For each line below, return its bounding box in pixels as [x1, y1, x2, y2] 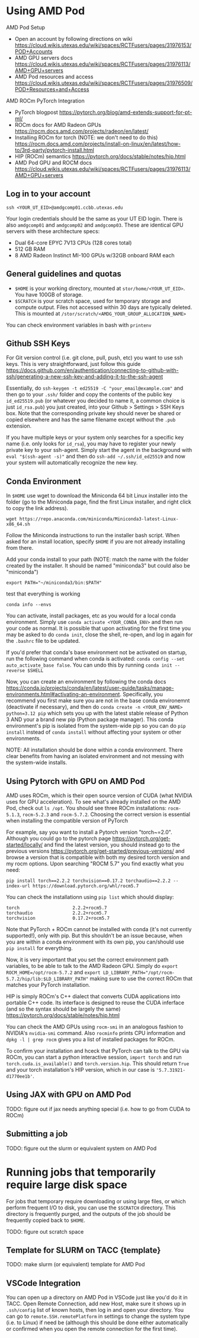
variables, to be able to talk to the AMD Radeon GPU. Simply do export [6, 963, 178, 969]
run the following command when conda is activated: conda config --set [6, 655, 185, 662]
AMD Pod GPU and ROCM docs [14, 159, 92, 166]
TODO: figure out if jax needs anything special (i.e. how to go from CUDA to [6, 1105, 191, 1113]
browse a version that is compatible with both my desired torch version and [6, 854, 190, 861]
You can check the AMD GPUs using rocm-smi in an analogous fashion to [6, 1023, 184, 1030]
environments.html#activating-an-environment [6, 691, 120, 698]
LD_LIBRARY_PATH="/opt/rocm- [102, 970, 175, 976]
